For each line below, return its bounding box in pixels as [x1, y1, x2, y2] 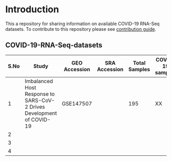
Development [25, 109, 57, 116]
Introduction [5, 4, 59, 15]
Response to [25, 90, 55, 97]
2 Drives [25, 103, 45, 110]
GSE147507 [61, 100, 92, 107]
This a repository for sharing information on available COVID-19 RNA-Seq [5, 21, 160, 27]
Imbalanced [25, 77, 53, 85]
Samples [128, 66, 150, 73]
